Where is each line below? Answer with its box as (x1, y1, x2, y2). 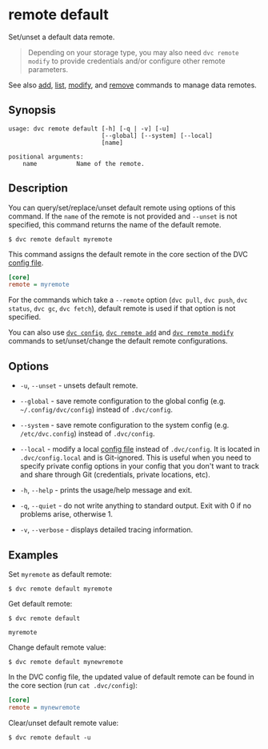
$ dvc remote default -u (8, 733, 91, 742)
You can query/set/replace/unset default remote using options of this (8, 203, 236, 212)
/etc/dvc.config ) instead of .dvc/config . (19, 429, 155, 438)
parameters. (27, 64, 69, 74)
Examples (8, 548, 58, 562)
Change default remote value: (8, 642, 106, 652)
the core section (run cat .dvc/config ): (8, 680, 138, 690)
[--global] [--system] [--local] (101, 131, 214, 139)
